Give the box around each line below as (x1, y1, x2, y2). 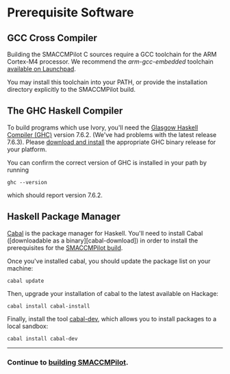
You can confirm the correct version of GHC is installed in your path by (7, 158, 207, 166)
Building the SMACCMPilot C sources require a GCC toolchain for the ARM (7, 50, 217, 58)
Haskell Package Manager (7, 211, 121, 223)
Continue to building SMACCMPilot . (7, 358, 129, 367)
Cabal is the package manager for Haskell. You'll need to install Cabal (7, 229, 203, 237)
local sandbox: (7, 322, 49, 330)
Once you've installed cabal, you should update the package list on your (7, 257, 211, 265)
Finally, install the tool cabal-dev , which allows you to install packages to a (7, 314, 217, 323)
